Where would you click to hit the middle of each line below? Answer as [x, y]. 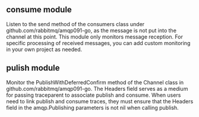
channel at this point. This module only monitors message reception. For [94, 37]
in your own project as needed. [44, 49]
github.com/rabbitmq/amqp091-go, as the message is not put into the [91, 30]
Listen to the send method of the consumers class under [75, 24]
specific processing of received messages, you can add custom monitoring [98, 43]
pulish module [33, 68]
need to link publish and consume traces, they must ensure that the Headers [100, 101]
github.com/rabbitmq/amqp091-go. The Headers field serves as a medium [97, 88]
